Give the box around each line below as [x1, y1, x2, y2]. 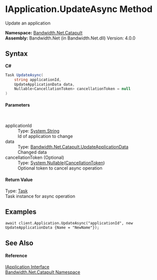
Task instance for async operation [5, 193, 75, 199]
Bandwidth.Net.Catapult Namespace [5, 269, 80, 275]
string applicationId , [14, 77, 61, 82]
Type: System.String [17, 128, 60, 134]
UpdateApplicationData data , [14, 81, 75, 87]
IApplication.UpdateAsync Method [5, 3, 152, 15]
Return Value [5, 176, 33, 182]
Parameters [5, 101, 30, 108]
